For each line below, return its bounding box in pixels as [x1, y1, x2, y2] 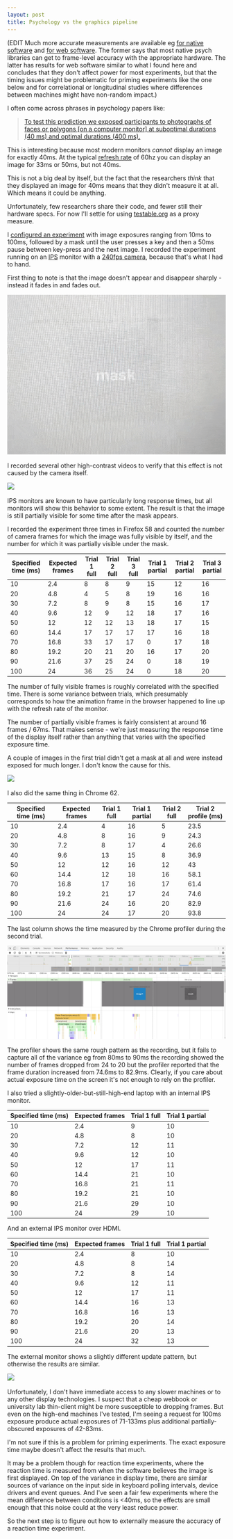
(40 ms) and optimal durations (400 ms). [24, 132, 141, 141]
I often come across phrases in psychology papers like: [7, 104, 165, 112]
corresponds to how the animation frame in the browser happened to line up [7, 697, 225, 705]
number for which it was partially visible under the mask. [7, 539, 169, 548]
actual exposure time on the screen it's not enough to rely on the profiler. [7, 1075, 216, 1083]
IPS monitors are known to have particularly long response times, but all [7, 496, 213, 504]
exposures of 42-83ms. [35, 1424, 104, 1433]
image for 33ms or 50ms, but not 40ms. [7, 160, 121, 168]
